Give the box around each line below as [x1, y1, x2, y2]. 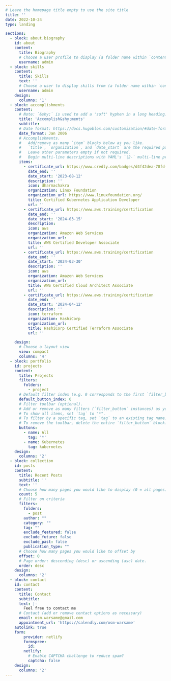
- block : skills [10, 64, 44, 70]
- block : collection [10, 459, 53, 464]
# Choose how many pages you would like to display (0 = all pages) [18, 487, 167, 492]
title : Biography [18, 50, 56, 55]
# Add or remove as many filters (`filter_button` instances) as [18, 406, 160, 412]
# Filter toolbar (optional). [18, 401, 83, 406]
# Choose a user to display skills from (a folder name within [18, 83, 156, 88]
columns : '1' [18, 98, 47, 103]
